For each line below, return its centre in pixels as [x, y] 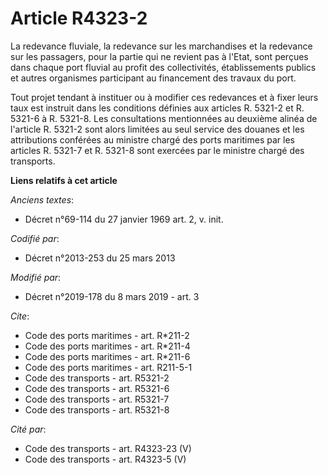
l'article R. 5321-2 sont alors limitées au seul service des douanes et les [157, 129]
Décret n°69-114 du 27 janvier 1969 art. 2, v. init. [124, 219]
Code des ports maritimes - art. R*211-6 [107, 356]
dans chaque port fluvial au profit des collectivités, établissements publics [163, 67]
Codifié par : [35, 238]
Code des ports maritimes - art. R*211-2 [107, 335]
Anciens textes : [42, 199]
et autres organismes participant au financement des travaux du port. [153, 78]
